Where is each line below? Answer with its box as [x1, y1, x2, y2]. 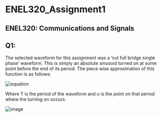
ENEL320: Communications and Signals [5, 24, 134, 33]
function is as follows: [5, 71, 51, 77]
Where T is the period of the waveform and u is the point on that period [5, 91, 155, 97]
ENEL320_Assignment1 [5, 4, 106, 15]
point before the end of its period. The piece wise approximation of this [5, 65, 155, 72]
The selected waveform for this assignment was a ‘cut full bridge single [5, 55, 155, 61]
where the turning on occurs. [5, 96, 66, 103]
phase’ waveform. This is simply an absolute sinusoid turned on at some [5, 60, 157, 66]
